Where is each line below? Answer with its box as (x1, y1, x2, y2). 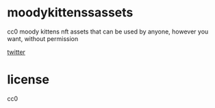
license (7, 72, 50, 87)
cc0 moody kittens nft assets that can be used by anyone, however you (7, 27, 209, 36)
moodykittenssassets (7, 5, 134, 21)
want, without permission (7, 34, 79, 42)
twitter (7, 48, 26, 56)
